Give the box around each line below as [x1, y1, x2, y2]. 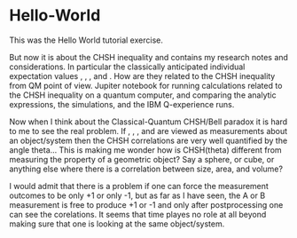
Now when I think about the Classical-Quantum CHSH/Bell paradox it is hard [9, 116, 288, 127]
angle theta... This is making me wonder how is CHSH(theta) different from [9, 144, 282, 155]
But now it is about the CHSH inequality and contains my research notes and [9, 52, 288, 62]
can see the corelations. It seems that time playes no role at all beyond [9, 209, 267, 219]
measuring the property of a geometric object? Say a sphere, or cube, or [9, 154, 275, 164]
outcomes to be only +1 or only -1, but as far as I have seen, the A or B [9, 190, 266, 201]
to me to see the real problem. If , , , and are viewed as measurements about [9, 125, 288, 136]
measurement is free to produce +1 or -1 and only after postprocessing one [9, 199, 284, 210]
